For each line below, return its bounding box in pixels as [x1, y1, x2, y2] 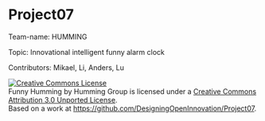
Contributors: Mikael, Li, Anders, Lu [8, 62, 125, 72]
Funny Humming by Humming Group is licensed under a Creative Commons [8, 86, 257, 96]
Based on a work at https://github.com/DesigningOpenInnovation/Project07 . [8, 103, 257, 113]
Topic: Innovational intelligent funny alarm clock [8, 47, 166, 57]
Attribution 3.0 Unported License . [8, 95, 118, 104]
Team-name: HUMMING [8, 32, 88, 41]
